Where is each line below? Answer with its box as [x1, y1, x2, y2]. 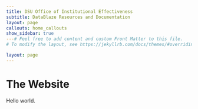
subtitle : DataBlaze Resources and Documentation [6, 14, 131, 20]
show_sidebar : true [6, 31, 54, 37]
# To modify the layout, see [6, 42, 78, 48]
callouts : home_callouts [6, 25, 67, 31]
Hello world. [6, 97, 35, 104]
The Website [6, 77, 70, 91]
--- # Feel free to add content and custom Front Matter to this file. [6, 36, 183, 42]
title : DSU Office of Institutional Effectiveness [6, 8, 133, 15]
